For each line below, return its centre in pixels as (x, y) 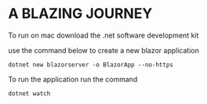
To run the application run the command (73, 79)
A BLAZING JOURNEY (80, 14)
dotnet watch (29, 93)
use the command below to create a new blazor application (104, 50)
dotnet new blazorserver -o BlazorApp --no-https (91, 65)
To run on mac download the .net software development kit (103, 35)
